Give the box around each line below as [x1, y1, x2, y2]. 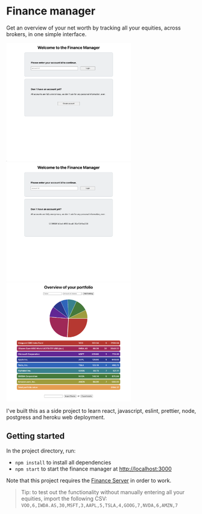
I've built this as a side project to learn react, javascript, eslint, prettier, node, [6, 407, 197, 414]
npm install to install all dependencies [14, 459, 112, 466]
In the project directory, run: [6, 447, 76, 454]
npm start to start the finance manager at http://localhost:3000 [14, 465, 172, 472]
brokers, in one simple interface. [6, 30, 87, 37]
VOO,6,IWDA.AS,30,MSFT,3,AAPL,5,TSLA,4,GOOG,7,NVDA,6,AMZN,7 [21, 502, 178, 509]
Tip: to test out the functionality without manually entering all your [21, 488, 185, 495]
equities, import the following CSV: [21, 495, 107, 502]
